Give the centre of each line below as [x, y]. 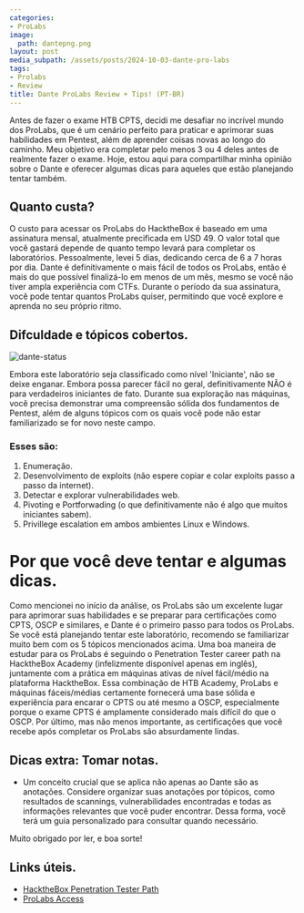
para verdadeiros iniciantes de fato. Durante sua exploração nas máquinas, [150, 394]
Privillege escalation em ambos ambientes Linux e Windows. [136, 524]
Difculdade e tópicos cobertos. [99, 335]
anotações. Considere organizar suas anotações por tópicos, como [149, 792]
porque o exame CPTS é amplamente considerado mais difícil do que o [142, 713]
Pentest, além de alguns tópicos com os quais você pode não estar [135, 413]
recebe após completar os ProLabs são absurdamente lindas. [124, 732]
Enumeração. [47, 467]
